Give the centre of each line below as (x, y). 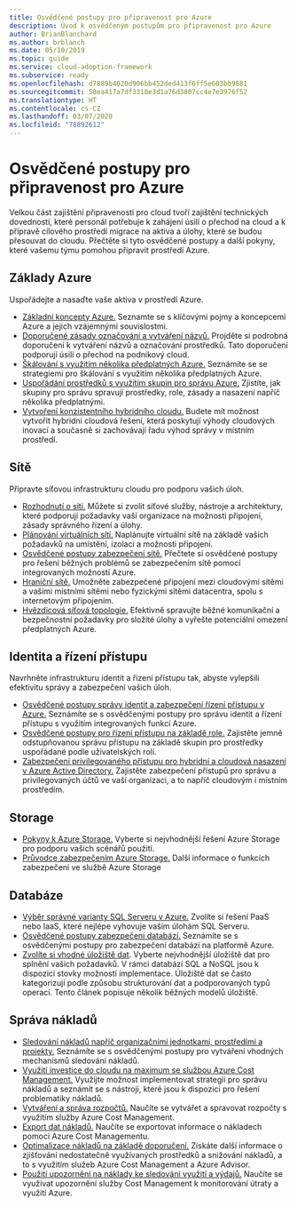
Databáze (36, 895)
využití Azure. (47, 1193)
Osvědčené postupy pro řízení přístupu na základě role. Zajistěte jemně (152, 733)
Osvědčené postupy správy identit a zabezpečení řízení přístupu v (143, 705)
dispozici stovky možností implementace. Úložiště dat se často (137, 973)
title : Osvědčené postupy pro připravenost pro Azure (111, 17)
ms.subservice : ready (49, 76)
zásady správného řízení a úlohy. (82, 524)
